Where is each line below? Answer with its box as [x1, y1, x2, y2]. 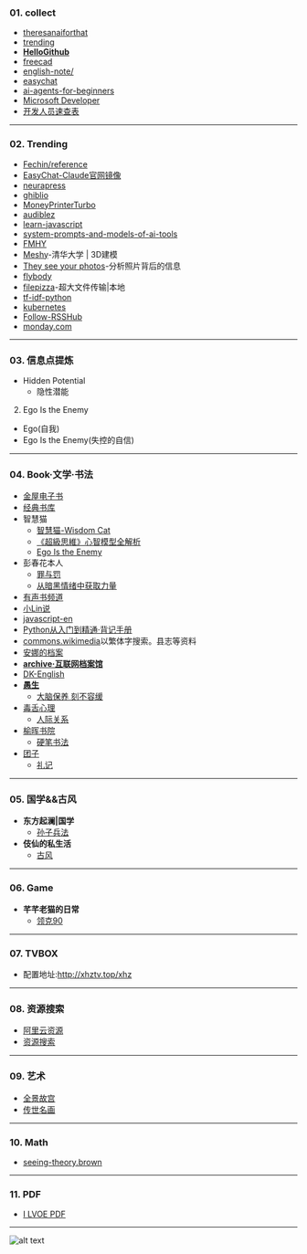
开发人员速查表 [22, 106, 79, 117]
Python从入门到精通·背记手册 [22, 624, 132, 636]
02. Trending [9, 138, 69, 151]
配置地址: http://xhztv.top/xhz [22, 969, 132, 980]
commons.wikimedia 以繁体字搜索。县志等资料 [22, 636, 196, 647]
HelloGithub [22, 47, 70, 58]
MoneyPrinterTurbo [22, 199, 96, 210]
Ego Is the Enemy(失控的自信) [22, 434, 135, 445]
